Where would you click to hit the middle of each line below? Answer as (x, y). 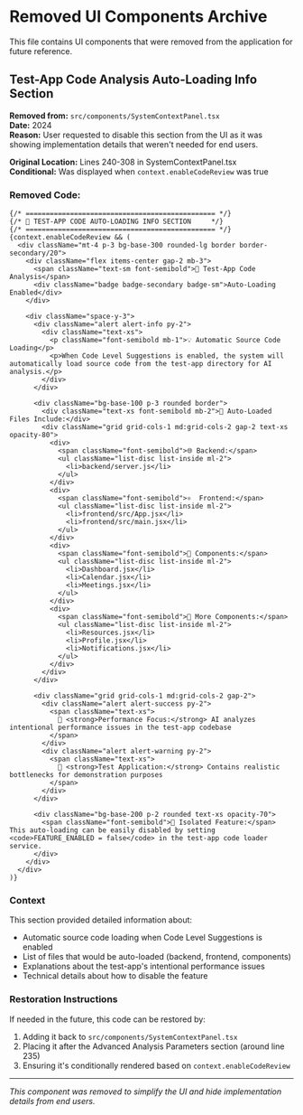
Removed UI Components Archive (138, 17)
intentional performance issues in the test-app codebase (120, 728)
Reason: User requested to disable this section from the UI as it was (136, 135)
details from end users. (52, 1101)
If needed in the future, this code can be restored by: (107, 1019)
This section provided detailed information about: (101, 920)
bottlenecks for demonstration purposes (87, 775)
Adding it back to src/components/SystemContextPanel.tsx (130, 1036)
